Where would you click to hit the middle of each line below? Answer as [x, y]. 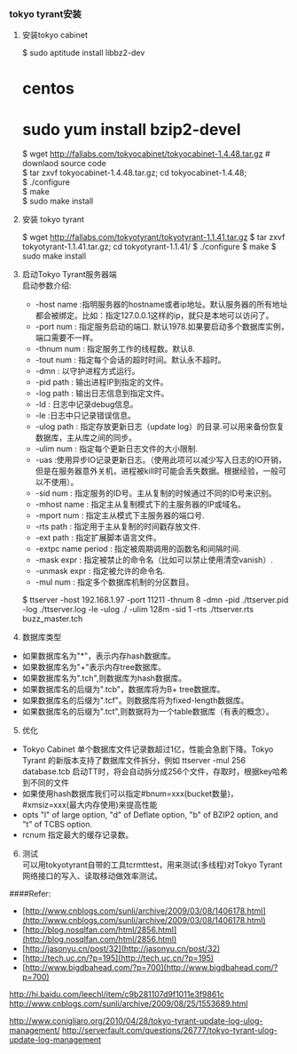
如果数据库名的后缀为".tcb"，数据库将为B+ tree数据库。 [123, 690]
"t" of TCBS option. [57, 825]
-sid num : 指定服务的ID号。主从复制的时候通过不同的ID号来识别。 [156, 493]
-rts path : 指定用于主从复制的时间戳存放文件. [118, 527]
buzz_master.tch [52, 619]
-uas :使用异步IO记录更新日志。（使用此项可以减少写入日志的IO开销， [160, 460]
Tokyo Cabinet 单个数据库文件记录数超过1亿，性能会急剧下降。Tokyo [148, 749]
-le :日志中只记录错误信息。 [85, 416]
